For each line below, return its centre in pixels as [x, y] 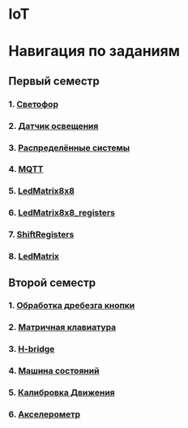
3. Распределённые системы [69, 148]
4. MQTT [26, 169]
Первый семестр [54, 81]
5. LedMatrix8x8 [42, 191]
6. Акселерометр [45, 414]
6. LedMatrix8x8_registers [62, 213]
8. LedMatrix [34, 256]
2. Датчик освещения [53, 126]
